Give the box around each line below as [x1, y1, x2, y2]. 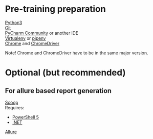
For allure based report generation [5, 87, 111, 95]
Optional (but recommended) [5, 67, 126, 78]
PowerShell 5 [12, 114, 39, 120]
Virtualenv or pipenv [5, 35, 46, 41]
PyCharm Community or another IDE [5, 30, 79, 36]
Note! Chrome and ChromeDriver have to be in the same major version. [5, 50, 148, 56]
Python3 [5, 20, 22, 25]
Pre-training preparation [5, 3, 106, 15]
